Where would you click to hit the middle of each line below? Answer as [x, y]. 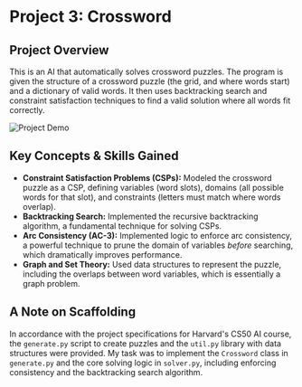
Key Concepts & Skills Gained [94, 156]
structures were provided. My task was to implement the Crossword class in [149, 353]
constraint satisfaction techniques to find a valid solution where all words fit [150, 100]
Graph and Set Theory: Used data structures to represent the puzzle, [152, 264]
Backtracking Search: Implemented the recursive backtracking [141, 216]
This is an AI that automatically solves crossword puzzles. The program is [146, 71]
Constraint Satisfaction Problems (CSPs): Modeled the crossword [147, 177]
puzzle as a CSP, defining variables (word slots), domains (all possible [153, 187]
